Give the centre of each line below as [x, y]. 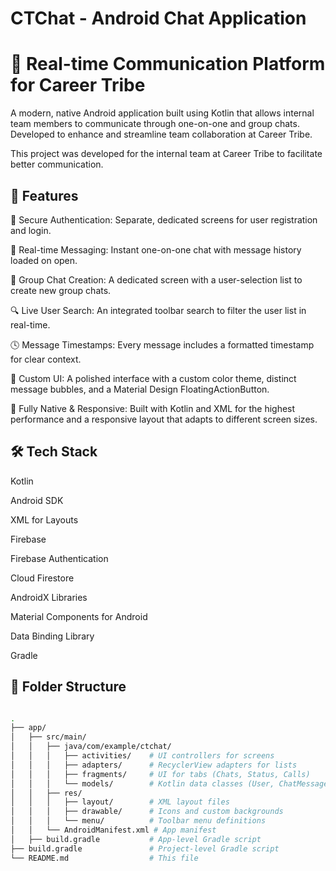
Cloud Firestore [42, 578]
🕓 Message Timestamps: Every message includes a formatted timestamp [162, 344]
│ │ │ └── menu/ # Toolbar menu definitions [138, 821]
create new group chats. [61, 290]
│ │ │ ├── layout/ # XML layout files [120, 802]
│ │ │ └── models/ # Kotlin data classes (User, [142, 783]
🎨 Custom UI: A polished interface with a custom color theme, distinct [153, 378]
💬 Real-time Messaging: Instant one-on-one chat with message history [156, 249]
